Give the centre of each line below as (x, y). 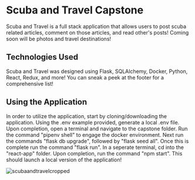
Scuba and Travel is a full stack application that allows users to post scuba (96, 26)
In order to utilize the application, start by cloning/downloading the (87, 116)
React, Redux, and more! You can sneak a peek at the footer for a (85, 77)
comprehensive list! (30, 84)
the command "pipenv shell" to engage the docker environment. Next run (95, 134)
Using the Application (47, 102)
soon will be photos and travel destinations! (59, 39)
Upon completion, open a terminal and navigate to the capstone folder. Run (97, 129)
